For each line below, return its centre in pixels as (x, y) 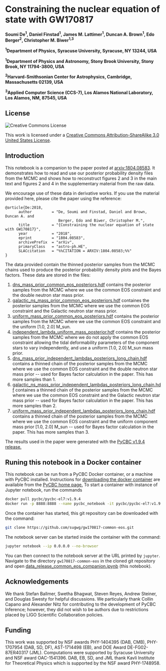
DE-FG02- (138, 647)
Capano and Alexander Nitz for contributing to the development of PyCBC (81, 604)
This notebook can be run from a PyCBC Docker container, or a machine (79, 474)
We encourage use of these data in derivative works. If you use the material (82, 193)
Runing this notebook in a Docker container (73, 462)
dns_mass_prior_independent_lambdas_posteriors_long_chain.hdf (80, 358)
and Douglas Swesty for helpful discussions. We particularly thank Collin (79, 599)
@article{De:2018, (24, 207)
